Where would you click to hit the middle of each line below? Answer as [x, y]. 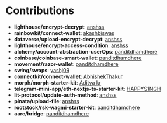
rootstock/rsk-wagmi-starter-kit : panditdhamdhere [77, 107]
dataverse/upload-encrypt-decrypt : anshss [68, 39]
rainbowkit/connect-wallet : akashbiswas [64, 33]
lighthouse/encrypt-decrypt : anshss [59, 27]
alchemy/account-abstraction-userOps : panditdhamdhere [86, 51]
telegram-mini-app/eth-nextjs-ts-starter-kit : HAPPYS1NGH [87, 89]
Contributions [40, 11]
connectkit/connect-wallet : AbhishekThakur [68, 76]
